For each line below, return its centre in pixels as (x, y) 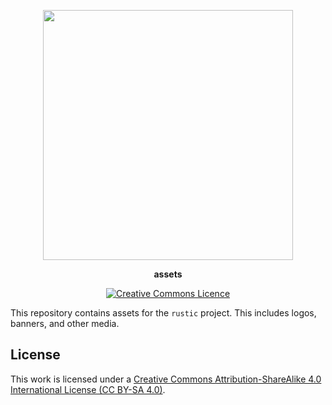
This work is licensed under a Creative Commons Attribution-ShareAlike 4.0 (166, 379)
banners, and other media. (65, 323)
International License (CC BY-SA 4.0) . (88, 389)
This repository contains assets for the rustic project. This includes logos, (163, 313)
